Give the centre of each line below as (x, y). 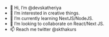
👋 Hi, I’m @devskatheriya (36, 8)
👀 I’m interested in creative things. (45, 13)
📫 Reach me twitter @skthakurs (43, 29)
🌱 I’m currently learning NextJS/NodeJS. (52, 18)
